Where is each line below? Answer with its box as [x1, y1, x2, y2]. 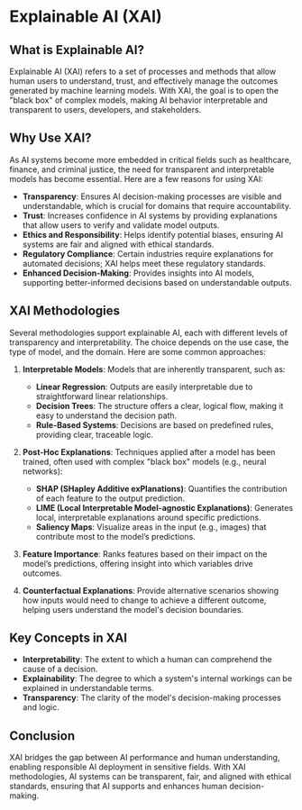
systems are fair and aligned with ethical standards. [22, 239, 215, 250]
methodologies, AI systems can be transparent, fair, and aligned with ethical [9, 771, 291, 782]
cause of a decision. [22, 664, 98, 675]
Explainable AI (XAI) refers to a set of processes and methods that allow [9, 66, 277, 77]
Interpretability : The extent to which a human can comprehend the [22, 654, 272, 665]
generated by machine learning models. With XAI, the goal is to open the [9, 86, 279, 96]
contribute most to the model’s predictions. [35, 531, 196, 542]
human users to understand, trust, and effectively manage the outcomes [9, 76, 279, 86]
